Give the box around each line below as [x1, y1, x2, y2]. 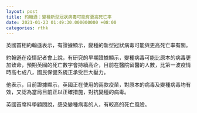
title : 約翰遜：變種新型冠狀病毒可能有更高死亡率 [6, 14, 112, 20]
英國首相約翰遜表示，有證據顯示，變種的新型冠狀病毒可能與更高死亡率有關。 [6, 42, 191, 49]
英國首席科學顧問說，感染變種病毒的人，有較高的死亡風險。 [6, 101, 150, 108]
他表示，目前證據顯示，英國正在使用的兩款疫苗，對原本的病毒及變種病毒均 [6, 81, 186, 88]
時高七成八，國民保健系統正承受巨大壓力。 [6, 69, 109, 76]
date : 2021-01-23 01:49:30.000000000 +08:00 [6, 19, 117, 25]
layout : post [6, 8, 38, 15]
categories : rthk [6, 25, 49, 31]
